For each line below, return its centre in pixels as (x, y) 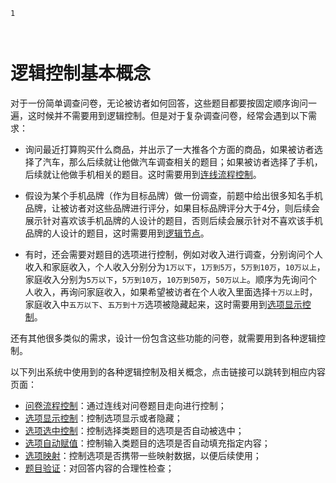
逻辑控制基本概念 (81, 73)
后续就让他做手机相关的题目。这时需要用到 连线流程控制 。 (143, 174)
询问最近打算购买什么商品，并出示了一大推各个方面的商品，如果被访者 (169, 149)
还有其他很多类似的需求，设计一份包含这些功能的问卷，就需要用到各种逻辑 (163, 338)
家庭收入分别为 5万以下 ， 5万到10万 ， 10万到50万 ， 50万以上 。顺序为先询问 (166, 279)
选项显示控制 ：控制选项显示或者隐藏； (103, 418)
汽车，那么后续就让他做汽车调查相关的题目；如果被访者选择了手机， (182, 161)
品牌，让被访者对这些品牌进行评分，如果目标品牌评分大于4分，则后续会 (172, 208)
